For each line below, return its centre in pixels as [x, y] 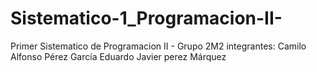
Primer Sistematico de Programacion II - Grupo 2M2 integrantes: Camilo [158, 46]
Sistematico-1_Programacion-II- [146, 18]
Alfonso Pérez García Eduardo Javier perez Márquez [118, 56]
